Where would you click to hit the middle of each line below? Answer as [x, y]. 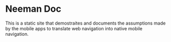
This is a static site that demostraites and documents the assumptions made [85, 23]
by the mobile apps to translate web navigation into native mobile [74, 28]
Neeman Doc [33, 9]
